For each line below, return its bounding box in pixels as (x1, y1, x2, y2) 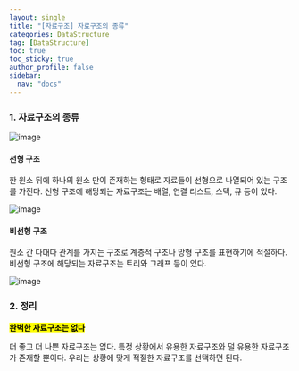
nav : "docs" (17, 80, 62, 89)
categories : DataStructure (9, 30, 110, 38)
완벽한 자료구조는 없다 (9, 322, 86, 333)
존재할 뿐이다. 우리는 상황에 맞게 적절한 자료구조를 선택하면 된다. (18, 352, 243, 363)
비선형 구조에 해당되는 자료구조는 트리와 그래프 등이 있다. (9, 258, 207, 269)
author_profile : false (9, 63, 94, 72)
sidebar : (9, 72, 42, 80)
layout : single (9, 13, 66, 22)
